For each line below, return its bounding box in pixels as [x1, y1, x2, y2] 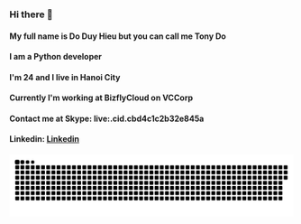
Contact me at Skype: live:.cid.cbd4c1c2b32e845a [9, 113, 205, 124]
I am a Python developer [9, 51, 102, 62]
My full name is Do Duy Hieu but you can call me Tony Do [9, 31, 227, 42]
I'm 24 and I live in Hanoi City [9, 71, 121, 82]
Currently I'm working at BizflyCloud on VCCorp [9, 92, 194, 103]
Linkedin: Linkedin [9, 134, 79, 145]
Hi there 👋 [9, 8, 54, 21]
